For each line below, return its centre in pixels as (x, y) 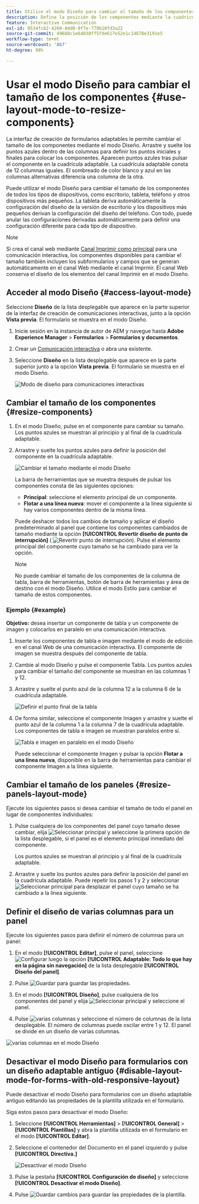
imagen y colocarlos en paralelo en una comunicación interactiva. (86, 629)
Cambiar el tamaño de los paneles (70, 785)
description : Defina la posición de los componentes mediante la (88, 17)
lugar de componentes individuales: (50, 814)
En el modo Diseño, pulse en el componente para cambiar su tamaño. (99, 426)
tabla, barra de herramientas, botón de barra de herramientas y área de (102, 582)
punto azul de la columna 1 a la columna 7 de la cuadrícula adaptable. (99, 724)
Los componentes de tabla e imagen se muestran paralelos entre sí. (97, 731)
